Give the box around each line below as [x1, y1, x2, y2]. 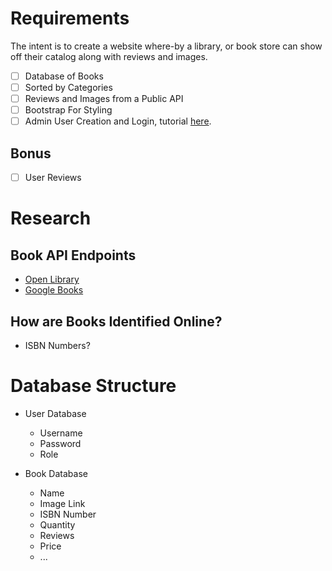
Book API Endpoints [10, 247, 137, 264]
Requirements [10, 7, 130, 30]
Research [10, 207, 92, 230]
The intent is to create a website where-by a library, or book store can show [10, 40, 323, 52]
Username [39, 427, 83, 439]
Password [39, 437, 82, 449]
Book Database [24, 467, 88, 479]
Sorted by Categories [24, 82, 113, 93]
